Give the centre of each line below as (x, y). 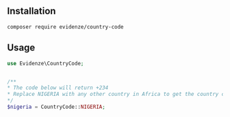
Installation (31, 11)
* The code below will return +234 (58, 88)
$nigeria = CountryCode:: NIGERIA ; (56, 107)
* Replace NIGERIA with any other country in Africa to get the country (113, 95)
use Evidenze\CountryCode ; (46, 63)
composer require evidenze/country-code (66, 27)
